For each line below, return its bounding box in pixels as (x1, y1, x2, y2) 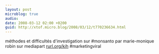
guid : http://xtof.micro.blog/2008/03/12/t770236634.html (5, 25, 126, 30)
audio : (5, 16, 19, 21)
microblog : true (5, 12, 38, 16)
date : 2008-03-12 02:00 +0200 (5, 20, 67, 26)
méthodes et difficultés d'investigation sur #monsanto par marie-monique (5, 38, 155, 44)
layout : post (5, 7, 32, 12)
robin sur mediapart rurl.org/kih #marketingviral (5, 43, 102, 49)
